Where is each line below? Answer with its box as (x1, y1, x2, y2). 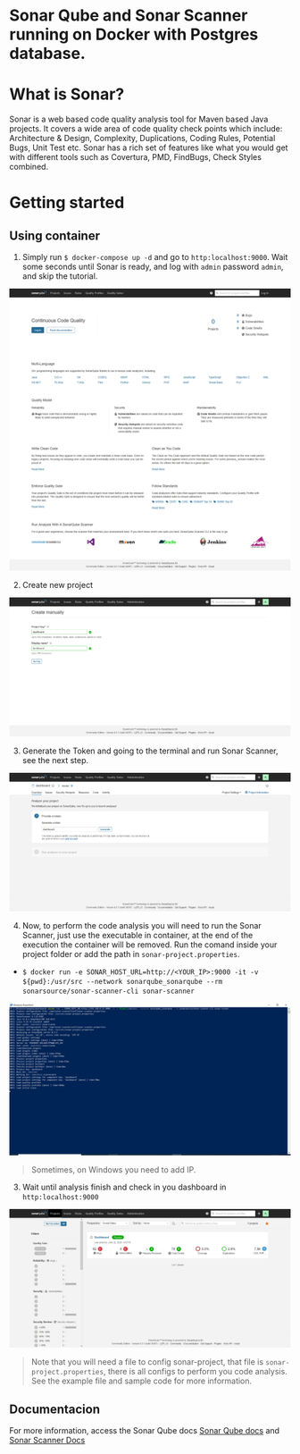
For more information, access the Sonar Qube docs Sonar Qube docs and (9, 1425, 279, 1436)
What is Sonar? (9, 84, 125, 105)
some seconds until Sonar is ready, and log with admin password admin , (21, 261, 284, 273)
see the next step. (21, 754, 89, 765)
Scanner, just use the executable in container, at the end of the (21, 930, 254, 941)
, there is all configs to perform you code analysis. (103, 1366, 287, 1377)
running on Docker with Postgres (9, 24, 259, 45)
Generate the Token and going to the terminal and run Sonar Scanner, (21, 745, 279, 756)
